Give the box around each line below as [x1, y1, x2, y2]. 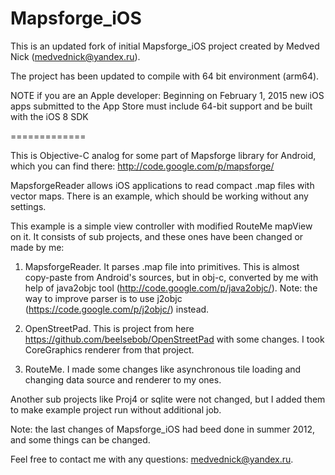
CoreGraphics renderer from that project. [24, 343, 195, 356]
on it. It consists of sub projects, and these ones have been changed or [10, 230, 304, 242]
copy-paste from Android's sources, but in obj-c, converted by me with [24, 271, 319, 283]
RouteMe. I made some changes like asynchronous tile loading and [24, 363, 302, 375]
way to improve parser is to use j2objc [24, 292, 183, 304]
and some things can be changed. [10, 433, 151, 446]
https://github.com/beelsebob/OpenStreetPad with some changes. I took [24, 333, 325, 345]
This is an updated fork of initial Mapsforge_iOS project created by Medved [10, 40, 320, 52]
